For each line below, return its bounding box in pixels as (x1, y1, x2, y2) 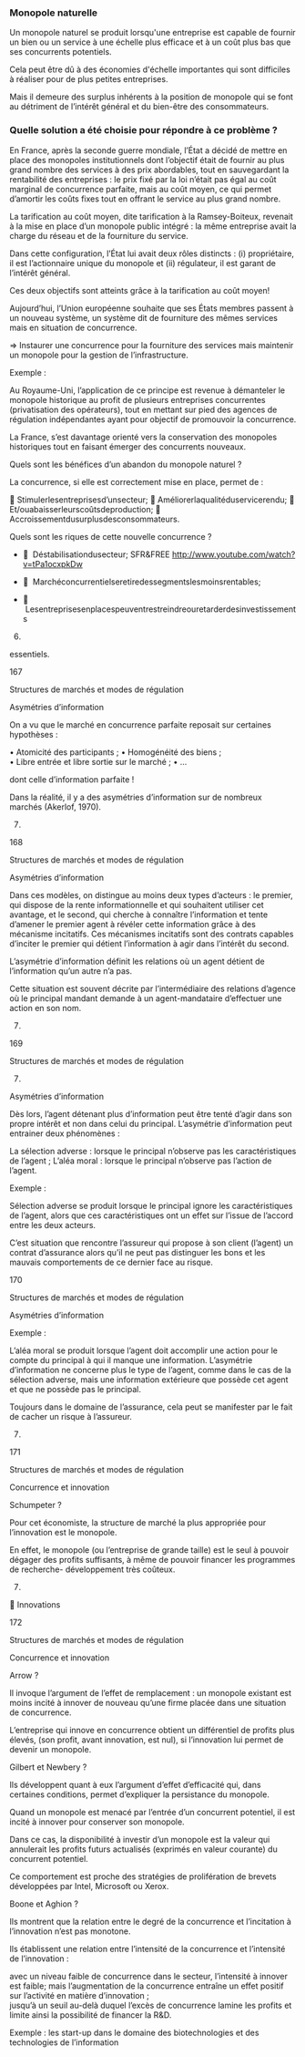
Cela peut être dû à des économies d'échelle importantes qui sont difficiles (9, 64, 291, 75)
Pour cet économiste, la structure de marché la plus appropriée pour (9, 1516, 267, 1528)
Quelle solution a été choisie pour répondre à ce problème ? (9, 124, 278, 137)
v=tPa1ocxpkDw (22, 558, 84, 569)
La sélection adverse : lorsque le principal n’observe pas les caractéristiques (9, 1145, 297, 1156)
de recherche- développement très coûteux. (9, 1564, 176, 1575)
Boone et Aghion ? (9, 1898, 79, 1909)
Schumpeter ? (9, 1499, 62, 1510)
